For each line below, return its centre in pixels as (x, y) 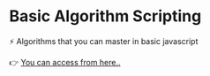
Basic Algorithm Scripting (105, 16)
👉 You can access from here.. (65, 62)
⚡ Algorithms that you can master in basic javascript (104, 41)
